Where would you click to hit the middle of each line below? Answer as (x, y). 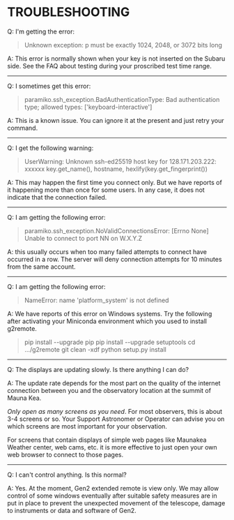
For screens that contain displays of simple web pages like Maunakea (107, 440)
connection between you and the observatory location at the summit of (109, 390)
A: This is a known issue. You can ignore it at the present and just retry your (116, 120)
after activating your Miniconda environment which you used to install (107, 321)
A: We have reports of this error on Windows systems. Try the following (110, 313)
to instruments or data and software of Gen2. (72, 510)
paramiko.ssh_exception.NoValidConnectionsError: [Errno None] (116, 230)
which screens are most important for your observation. (87, 426)
